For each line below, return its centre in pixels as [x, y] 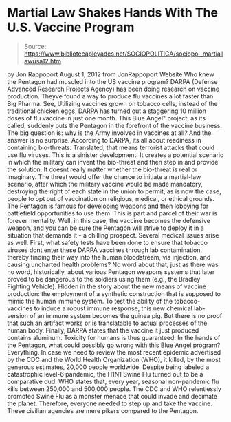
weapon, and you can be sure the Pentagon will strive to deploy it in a [106, 228]
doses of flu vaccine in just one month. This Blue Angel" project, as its [107, 118]
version [18, 315]
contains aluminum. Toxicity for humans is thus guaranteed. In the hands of [114, 337]
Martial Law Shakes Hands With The [113, 13]
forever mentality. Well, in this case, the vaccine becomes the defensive [109, 220]
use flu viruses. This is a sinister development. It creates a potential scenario [115, 155]
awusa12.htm [43, 61]
